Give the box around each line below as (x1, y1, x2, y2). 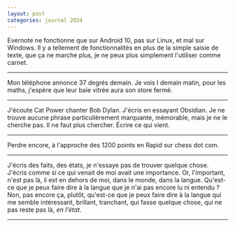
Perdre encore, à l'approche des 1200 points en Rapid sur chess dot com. (7, 140, 220, 149)
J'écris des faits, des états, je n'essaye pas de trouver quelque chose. (7, 161, 209, 169)
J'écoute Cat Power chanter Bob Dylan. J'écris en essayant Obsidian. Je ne (7, 105, 225, 114)
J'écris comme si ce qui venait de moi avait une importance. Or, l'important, (7, 168, 225, 177)
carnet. (7, 58, 28, 66)
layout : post (7, 10, 45, 17)
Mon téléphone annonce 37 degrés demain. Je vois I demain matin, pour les (7, 78, 226, 87)
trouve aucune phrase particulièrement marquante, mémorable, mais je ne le (7, 113, 228, 122)
